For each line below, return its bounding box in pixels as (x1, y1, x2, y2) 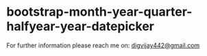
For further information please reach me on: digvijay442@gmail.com (6, 41, 200, 49)
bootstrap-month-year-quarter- (6, 4, 193, 20)
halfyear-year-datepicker (6, 18, 155, 34)
